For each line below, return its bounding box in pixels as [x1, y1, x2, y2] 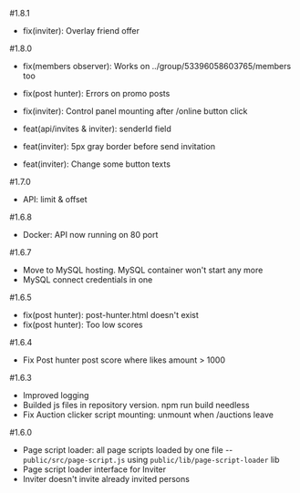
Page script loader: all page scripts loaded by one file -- [22, 445, 233, 455]
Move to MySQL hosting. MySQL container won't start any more [22, 264, 264, 275]
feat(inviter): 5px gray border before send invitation [22, 141, 216, 151]
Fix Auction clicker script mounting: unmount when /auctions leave [22, 409, 274, 420]
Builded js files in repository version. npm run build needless [22, 400, 250, 410]
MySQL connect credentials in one [22, 274, 153, 285]
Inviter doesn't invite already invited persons [22, 474, 190, 484]
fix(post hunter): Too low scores [22, 319, 143, 330]
